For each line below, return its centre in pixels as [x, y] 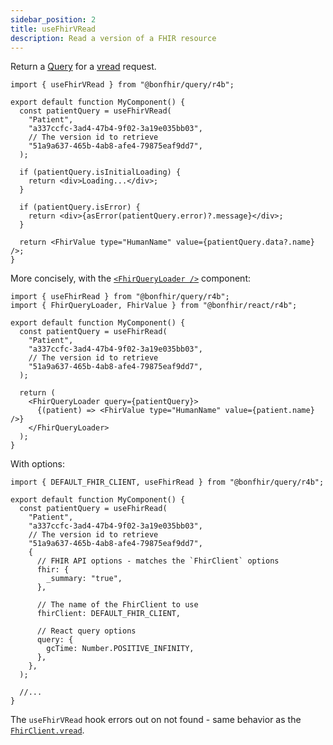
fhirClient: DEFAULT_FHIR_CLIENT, [109, 614]
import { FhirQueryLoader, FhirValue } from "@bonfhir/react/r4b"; [154, 306]
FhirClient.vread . [47, 730]
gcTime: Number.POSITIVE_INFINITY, [120, 649]
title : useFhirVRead [53, 29]
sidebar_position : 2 [53, 19]
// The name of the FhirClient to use [117, 605]
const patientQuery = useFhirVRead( [95, 111]
